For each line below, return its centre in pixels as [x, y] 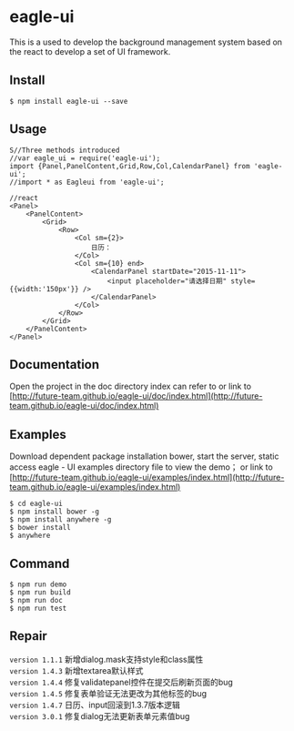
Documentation [55, 365]
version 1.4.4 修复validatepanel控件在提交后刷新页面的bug [122, 682]
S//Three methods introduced [65, 150]
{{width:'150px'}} [44, 289]
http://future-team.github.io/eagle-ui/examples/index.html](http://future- [148, 477]
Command [40, 563]
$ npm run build [40, 593]
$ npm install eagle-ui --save [69, 101]
